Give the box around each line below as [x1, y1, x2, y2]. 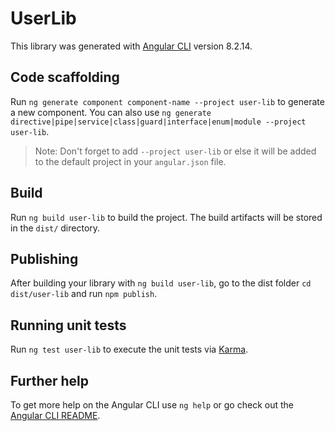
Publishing [10, 250, 79, 267]
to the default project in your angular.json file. [34, 155, 227, 167]
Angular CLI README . [10, 410, 101, 421]
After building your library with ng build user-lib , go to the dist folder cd [10, 277, 312, 289]
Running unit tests [10, 317, 127, 334]
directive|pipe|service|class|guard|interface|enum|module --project [10, 117, 307, 127]
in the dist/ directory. [10, 222, 101, 234]
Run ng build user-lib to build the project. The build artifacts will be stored [10, 211, 323, 223]
